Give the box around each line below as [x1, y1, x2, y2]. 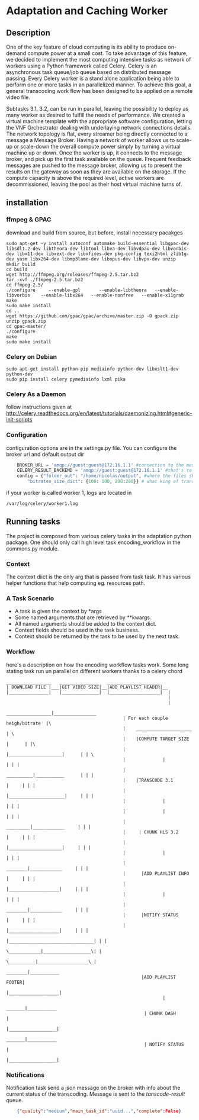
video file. [6, 94, 31, 101]
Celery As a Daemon [6, 390, 66, 398]
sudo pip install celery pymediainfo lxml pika [6, 376, 126, 382]
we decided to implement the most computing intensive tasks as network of [6, 56, 191, 63]
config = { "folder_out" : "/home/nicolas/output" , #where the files [17, 473, 187, 479]
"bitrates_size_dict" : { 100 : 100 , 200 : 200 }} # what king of [27, 478, 179, 485]
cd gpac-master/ [6, 323, 46, 329]
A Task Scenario [6, 594, 54, 603]
